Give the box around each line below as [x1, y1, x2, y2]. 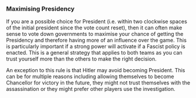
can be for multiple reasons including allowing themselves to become [6, 73, 175, 80]
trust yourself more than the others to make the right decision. [6, 55, 157, 63]
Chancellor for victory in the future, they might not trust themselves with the [6, 79, 190, 86]
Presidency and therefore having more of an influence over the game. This [6, 37, 187, 44]
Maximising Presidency [6, 5, 75, 13]
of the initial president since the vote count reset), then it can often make [6, 24, 182, 31]
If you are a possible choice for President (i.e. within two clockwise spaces [6, 18, 187, 25]
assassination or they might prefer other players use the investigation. [6, 86, 175, 93]
